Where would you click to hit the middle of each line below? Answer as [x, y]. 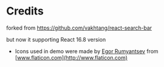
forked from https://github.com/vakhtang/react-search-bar [79, 28]
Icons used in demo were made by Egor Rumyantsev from [87, 51]
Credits [25, 11]
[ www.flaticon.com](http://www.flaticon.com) [71, 57]
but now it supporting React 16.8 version [56, 39]
